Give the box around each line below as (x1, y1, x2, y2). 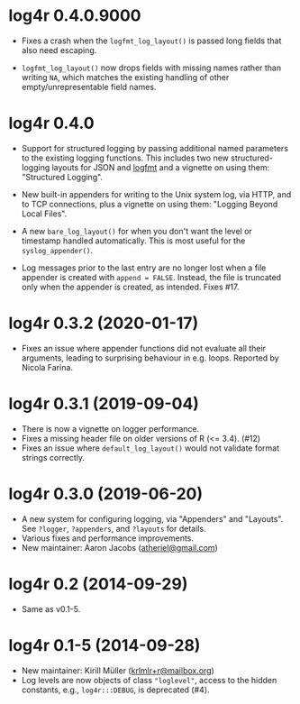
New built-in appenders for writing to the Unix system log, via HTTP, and (21, 188, 292, 199)
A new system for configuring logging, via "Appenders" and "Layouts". (21, 513, 284, 524)
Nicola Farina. (21, 361, 74, 372)
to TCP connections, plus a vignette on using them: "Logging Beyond (21, 198, 278, 209)
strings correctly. (21, 452, 86, 462)
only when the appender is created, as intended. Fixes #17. (21, 281, 240, 292)
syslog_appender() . (21, 244, 94, 255)
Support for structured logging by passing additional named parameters (21, 142, 289, 153)
